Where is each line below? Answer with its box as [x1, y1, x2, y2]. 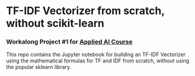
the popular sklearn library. [6, 64, 72, 71]
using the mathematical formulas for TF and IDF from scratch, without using [6, 57, 190, 64]
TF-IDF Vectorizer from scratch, [6, 4, 165, 18]
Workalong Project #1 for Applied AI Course [6, 38, 133, 46]
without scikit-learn [6, 16, 105, 30]
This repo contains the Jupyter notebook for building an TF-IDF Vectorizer [6, 51, 186, 58]
